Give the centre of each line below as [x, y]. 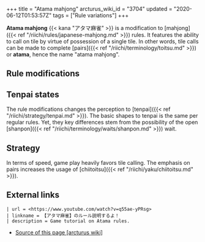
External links [33, 195]
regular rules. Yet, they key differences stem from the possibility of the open [102, 123]
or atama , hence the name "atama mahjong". [63, 54]
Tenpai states [33, 94]
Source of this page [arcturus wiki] [59, 232]
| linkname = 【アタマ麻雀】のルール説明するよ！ [63, 216]
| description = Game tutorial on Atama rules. [68, 221]
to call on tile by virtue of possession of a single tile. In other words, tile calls [102, 41]
